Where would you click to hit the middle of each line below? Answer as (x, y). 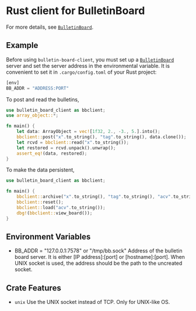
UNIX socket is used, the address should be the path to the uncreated (98, 263)
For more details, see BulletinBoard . (50, 27)
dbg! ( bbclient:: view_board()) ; (55, 213)
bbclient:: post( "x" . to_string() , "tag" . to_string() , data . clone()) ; (101, 137)
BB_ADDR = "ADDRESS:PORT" (37, 88)
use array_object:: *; (32, 115)
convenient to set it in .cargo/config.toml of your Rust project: (81, 72)
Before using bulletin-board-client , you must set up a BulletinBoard (90, 59)
